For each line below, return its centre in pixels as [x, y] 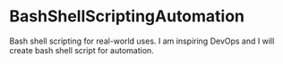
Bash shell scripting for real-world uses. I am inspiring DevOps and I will [142, 41]
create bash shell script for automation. [81, 50]
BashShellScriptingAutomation [127, 16]
